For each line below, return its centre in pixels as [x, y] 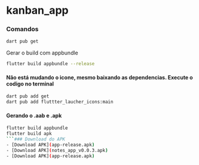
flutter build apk [29, 134]
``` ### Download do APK [36, 139]
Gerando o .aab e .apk [34, 115]
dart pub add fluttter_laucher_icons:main [60, 102]
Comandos [22, 29]
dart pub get [22, 42]
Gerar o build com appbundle [42, 53]
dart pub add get [28, 96]
